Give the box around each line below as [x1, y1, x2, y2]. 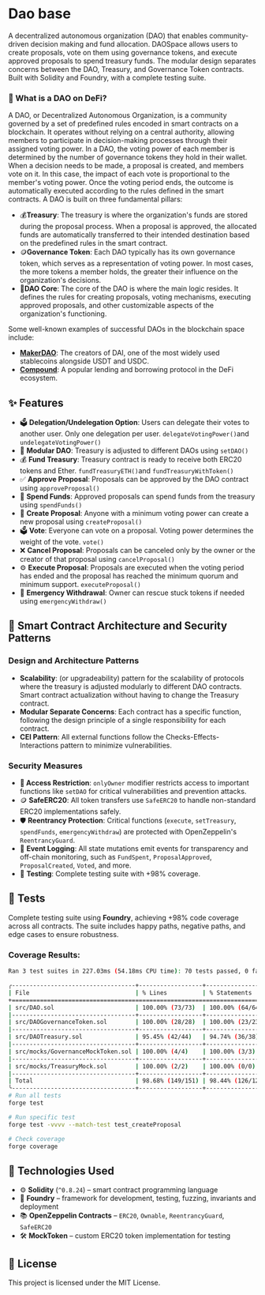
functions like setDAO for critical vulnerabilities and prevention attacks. [19, 787, 247, 796]
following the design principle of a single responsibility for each [19, 715, 226, 725]
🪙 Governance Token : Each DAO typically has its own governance [19, 247, 236, 257]
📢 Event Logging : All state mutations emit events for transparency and [19, 844, 248, 853]
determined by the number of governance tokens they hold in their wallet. [8, 152, 248, 162]
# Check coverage [8, 1135, 65, 1143]
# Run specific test [8, 1113, 77, 1121]
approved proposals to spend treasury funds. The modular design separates [8, 56, 256, 66]
